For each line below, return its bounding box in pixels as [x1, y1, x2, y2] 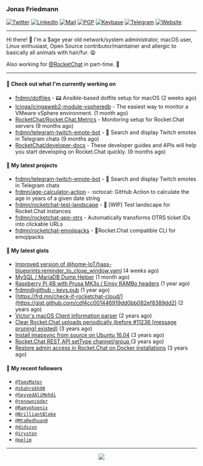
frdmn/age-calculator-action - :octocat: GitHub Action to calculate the [14, 188, 189, 195]
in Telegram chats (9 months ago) [14, 135, 100, 142]
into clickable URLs [14, 220, 63, 227]
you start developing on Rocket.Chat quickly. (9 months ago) [14, 148, 166, 155]
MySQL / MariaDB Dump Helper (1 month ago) [14, 273, 130, 281]
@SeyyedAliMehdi [14, 392, 56, 398]
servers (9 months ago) [14, 122, 74, 129]
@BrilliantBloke [14, 411, 56, 418]
